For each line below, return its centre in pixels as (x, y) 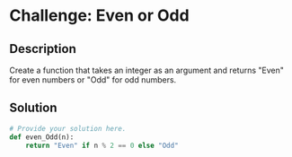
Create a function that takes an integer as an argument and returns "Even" (147, 70)
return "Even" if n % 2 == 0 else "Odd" (102, 145)
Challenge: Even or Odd (100, 16)
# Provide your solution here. (68, 128)
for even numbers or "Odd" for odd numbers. (93, 80)
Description (43, 49)
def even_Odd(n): (42, 137)
